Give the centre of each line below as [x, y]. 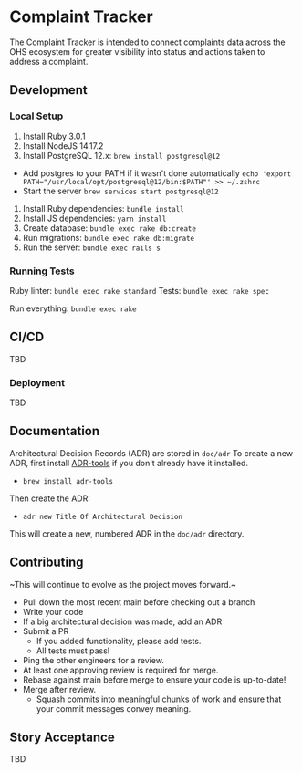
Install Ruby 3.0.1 [54, 136]
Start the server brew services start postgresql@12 [120, 191]
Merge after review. [59, 689]
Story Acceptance [62, 738]
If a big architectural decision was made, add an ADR [122, 621]
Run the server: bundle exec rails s [92, 247]
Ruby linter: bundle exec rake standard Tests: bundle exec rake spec [139, 290]
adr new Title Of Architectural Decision [102, 516]
